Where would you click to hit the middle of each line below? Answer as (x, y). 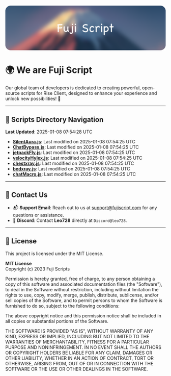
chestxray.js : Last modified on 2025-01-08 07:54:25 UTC (73, 163)
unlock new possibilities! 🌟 (33, 99)
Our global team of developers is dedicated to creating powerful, (73, 88)
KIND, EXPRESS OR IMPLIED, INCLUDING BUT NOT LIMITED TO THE (77, 336)
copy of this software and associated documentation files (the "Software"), (84, 284)
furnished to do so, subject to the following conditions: (62, 306)
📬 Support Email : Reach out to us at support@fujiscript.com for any (85, 208)
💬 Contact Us (26, 195)
